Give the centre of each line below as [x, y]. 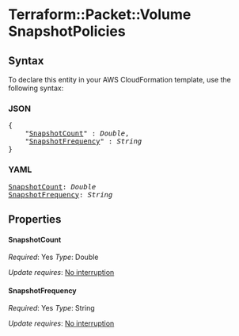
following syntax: [36, 88]
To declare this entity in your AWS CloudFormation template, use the [119, 80]
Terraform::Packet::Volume [100, 15]
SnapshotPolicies [67, 31]
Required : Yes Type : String [51, 308]
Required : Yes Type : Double [53, 257]
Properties [35, 219]
